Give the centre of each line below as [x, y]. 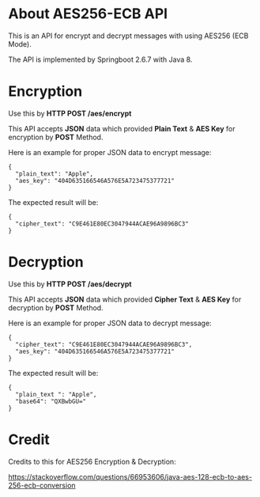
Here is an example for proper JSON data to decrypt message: [110, 323]
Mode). [20, 44]
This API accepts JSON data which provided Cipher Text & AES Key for [125, 299]
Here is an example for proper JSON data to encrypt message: [110, 152]
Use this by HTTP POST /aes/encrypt [70, 113]
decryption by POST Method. [56, 307]
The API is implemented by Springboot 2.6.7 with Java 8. [100, 59]
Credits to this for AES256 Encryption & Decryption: [92, 461]
